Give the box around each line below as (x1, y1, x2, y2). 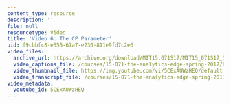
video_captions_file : (13, 61, 76, 68)
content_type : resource (7, 10, 76, 17)
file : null (7, 23, 38, 29)
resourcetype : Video (7, 29, 67, 36)
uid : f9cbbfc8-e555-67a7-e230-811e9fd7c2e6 (7, 42, 134, 49)
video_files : (7, 49, 45, 55)
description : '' (7, 16, 54, 23)
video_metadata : (7, 80, 54, 87)
